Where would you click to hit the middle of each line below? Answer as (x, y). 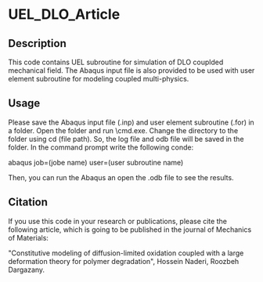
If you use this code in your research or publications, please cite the (117, 221)
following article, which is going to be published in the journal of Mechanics (130, 230)
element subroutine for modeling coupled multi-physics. (99, 79)
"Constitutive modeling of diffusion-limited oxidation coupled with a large (126, 253)
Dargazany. (27, 269)
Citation (28, 202)
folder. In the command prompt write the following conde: (101, 147)
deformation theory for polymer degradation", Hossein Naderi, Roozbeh (124, 261)
